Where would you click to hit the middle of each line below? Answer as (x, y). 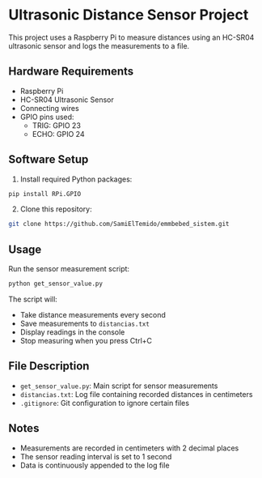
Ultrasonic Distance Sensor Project (129, 15)
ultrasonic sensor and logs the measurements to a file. (99, 45)
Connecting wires (49, 108)
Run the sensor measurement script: (69, 269)
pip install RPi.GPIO (45, 194)
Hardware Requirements (71, 72)
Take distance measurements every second (93, 315)
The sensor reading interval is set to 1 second (96, 456)
